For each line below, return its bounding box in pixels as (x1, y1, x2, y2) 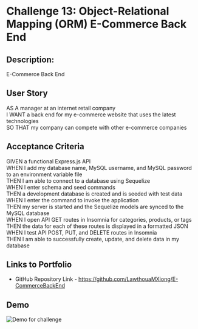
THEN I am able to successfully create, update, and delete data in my (6, 235, 180, 242)
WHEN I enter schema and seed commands (6, 183, 115, 191)
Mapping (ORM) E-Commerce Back (6, 17, 187, 31)
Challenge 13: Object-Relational (6, 4, 169, 18)
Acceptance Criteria (6, 141, 84, 152)
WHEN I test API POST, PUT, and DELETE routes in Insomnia (6, 228, 157, 236)
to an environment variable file (6, 171, 83, 178)
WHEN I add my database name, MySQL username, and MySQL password (6, 164, 193, 171)
